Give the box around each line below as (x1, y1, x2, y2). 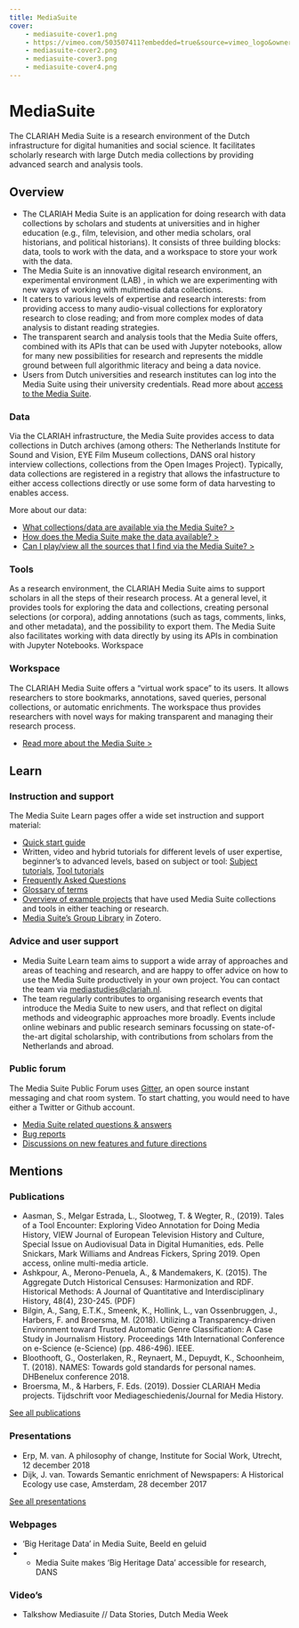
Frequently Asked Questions (21, 875, 126, 886)
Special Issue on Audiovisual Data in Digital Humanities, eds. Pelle (21, 1239, 264, 1249)
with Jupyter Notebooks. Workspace (9, 640, 144, 651)
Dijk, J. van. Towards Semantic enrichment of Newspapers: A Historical (21, 1469, 284, 1479)
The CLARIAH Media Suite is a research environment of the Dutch (9, 130, 251, 141)
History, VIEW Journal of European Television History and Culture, (21, 1230, 265, 1241)
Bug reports (21, 1128, 67, 1139)
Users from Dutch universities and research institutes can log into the (21, 369, 277, 379)
